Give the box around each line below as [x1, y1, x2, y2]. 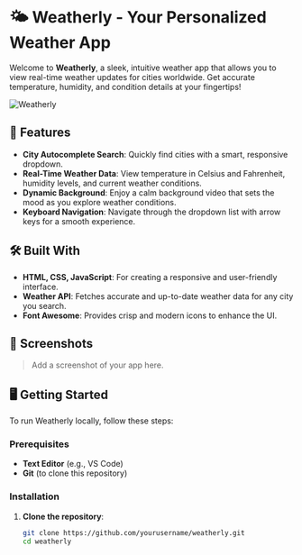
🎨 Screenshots [9, 335, 94, 351]
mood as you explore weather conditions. [22, 196, 178, 207]
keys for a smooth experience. [22, 215, 136, 226]
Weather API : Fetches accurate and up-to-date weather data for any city [22, 290, 294, 302]
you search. [22, 300, 67, 311]
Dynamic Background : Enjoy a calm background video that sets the [22, 187, 275, 198]
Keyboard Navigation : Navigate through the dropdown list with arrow [22, 206, 281, 217]
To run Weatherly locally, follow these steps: [9, 415, 174, 426]
